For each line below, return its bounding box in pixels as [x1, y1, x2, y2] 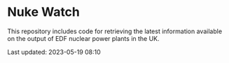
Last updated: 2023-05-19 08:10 [7, 48, 102, 56]
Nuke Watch [7, 4, 81, 20]
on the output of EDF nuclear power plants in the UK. [7, 34, 160, 42]
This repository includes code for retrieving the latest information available [7, 27, 223, 35]
